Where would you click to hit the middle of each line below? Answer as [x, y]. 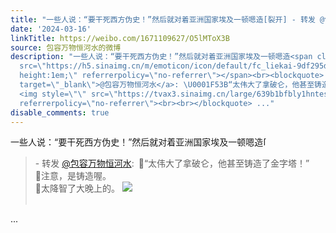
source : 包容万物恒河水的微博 [66, 47]
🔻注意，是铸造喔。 [73, 176]
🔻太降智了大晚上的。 [77, 188]
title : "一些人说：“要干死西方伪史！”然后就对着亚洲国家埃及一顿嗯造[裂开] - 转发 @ [167, 19]
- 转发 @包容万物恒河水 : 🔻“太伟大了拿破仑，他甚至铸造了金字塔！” [172, 163]
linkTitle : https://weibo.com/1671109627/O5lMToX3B [120, 38]
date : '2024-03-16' [51, 29]
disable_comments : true [60, 112]
